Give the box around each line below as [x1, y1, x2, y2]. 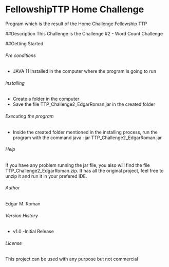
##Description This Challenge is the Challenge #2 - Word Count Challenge [5, 30, 163, 36]
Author [5, 185, 20, 191]
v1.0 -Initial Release [12, 228, 54, 235]
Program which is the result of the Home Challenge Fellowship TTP [5, 21, 147, 27]
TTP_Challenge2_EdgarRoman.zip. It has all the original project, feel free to [5, 167, 164, 174]
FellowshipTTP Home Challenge [5, 4, 144, 15]
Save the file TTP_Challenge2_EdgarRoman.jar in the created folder [12, 101, 156, 107]
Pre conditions [5, 52, 36, 59]
